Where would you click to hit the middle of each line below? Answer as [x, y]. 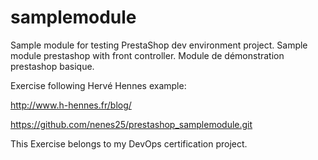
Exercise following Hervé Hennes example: [98, 85]
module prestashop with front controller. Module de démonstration [147, 55]
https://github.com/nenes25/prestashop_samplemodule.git [131, 124]
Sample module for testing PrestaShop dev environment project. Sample [159, 45]
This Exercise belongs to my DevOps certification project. [129, 143]
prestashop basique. [52, 66]
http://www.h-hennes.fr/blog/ [71, 105]
